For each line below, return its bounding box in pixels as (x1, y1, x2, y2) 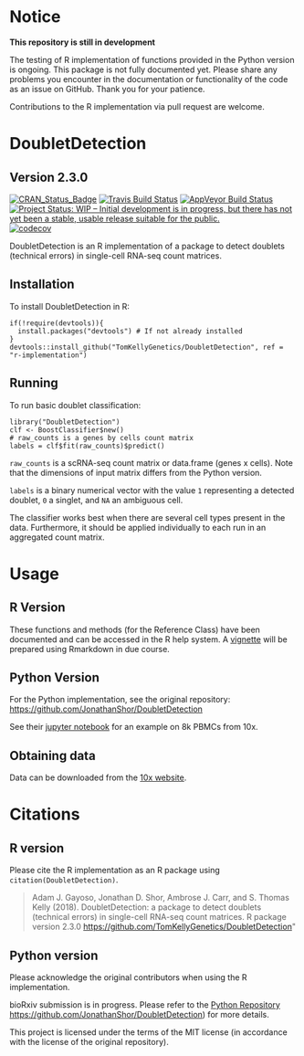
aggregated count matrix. (9, 532, 105, 543)
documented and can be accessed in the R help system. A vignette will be (9, 633, 288, 645)
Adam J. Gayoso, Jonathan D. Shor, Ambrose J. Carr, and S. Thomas (31, 892, 290, 903)
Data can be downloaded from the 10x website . (9, 772, 187, 783)
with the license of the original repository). (9, 1037, 169, 1047)
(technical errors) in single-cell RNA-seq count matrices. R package (31, 912, 288, 923)
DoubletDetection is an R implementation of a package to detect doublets (9, 240, 286, 251)
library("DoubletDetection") (9, 417, 121, 427)
